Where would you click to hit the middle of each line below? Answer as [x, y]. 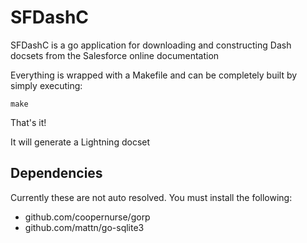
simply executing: [46, 85]
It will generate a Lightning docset [80, 142]
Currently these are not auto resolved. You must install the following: [151, 197]
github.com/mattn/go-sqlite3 [84, 227]
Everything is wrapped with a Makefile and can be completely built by [154, 75]
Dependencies [56, 173]
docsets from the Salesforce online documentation [115, 55]
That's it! [28, 122]
